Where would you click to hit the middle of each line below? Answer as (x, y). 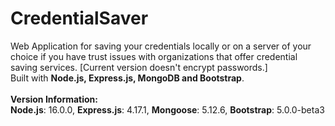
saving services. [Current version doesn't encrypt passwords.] (139, 67)
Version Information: (54, 99)
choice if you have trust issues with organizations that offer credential (154, 56)
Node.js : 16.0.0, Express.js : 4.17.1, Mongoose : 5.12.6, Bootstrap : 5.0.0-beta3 (167, 109)
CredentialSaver (79, 18)
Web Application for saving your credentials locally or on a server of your (161, 46)
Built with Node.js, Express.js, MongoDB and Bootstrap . (127, 78)
